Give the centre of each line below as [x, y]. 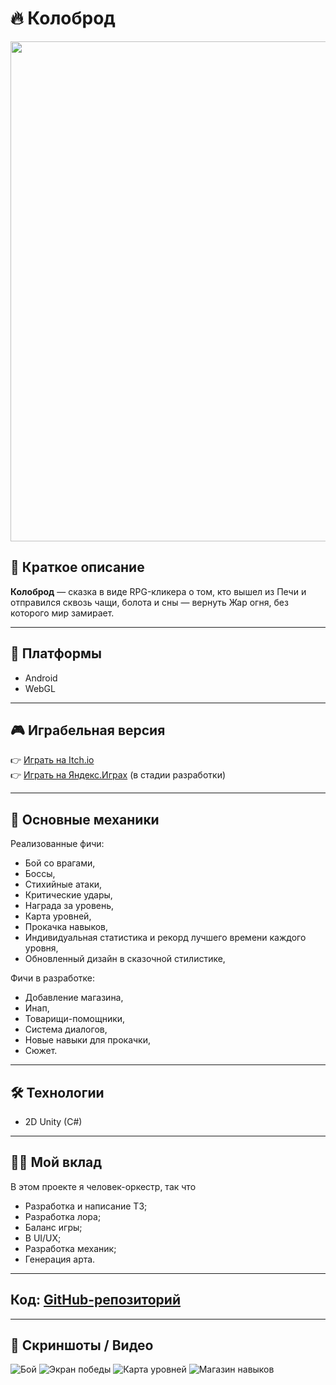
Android [41, 678]
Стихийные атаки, [63, 884]
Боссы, [40, 874]
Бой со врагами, [60, 863]
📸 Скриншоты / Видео [82, 1345]
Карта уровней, [58, 916]
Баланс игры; [53, 1227]
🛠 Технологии [57, 1092]
